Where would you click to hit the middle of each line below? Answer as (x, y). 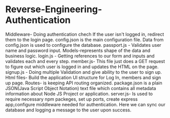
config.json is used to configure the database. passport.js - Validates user (83, 45)
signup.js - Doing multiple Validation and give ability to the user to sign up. (84, 72)
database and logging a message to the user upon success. (68, 110)
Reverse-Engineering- (54, 9)
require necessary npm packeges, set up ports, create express (72, 99)
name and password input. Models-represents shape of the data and (78, 50)
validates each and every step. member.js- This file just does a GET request (85, 61)
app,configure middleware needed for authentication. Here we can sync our (85, 104)
